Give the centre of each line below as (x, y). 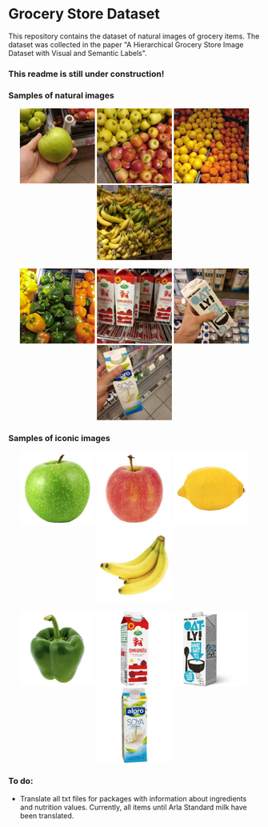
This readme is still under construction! (86, 74)
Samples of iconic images (59, 439)
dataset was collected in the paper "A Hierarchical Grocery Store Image (126, 44)
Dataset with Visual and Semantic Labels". (78, 53)
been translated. (47, 815)
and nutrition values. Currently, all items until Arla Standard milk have (133, 807)
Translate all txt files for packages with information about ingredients (133, 798)
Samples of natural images (61, 95)
